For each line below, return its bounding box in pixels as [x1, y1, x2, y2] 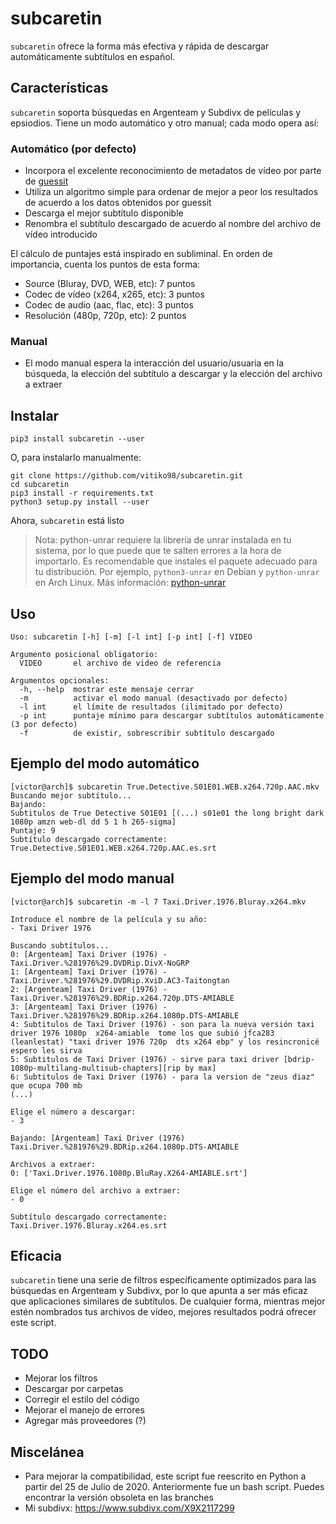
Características [10, 80, 109, 97]
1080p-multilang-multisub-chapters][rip [10, 1063, 182, 1073]
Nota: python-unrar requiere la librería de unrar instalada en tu [34, 534, 292, 546]
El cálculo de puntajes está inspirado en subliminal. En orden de [10, 248, 273, 260]
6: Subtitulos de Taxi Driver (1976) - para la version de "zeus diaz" [10, 1072, 315, 1082]
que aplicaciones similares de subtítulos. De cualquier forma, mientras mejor [10, 1295, 326, 1307]
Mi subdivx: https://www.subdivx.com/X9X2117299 [24, 1502, 235, 1514]
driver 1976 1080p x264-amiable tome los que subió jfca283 [10, 1028, 275, 1038]
